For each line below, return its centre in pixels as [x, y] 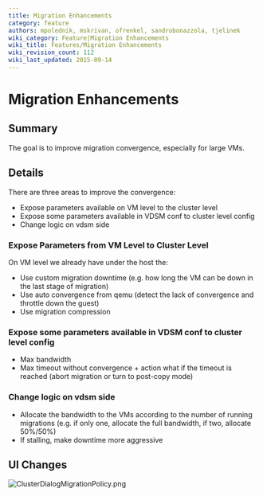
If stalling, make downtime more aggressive [91, 439]
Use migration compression [65, 311]
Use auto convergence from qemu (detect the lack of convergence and [137, 295]
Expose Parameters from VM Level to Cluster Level [108, 245]
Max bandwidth [45, 360]
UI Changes [38, 465]
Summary [33, 129]
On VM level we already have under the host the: [88, 262]
